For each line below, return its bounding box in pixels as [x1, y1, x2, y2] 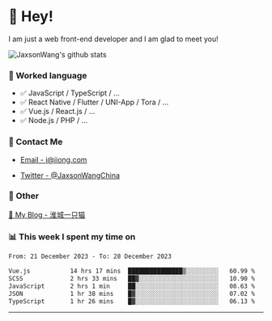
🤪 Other [8, 190, 39, 201]
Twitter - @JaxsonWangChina [19, 170, 120, 180]
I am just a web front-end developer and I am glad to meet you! [8, 34, 219, 44]
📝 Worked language [8, 70, 87, 81]
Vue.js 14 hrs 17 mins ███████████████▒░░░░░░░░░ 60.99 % [8, 267, 255, 275]
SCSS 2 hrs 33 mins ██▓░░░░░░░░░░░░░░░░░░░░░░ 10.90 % [8, 274, 255, 282]
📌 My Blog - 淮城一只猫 [8, 209, 86, 219]
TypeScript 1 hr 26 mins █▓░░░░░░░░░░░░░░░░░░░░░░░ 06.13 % [8, 297, 255, 306]
